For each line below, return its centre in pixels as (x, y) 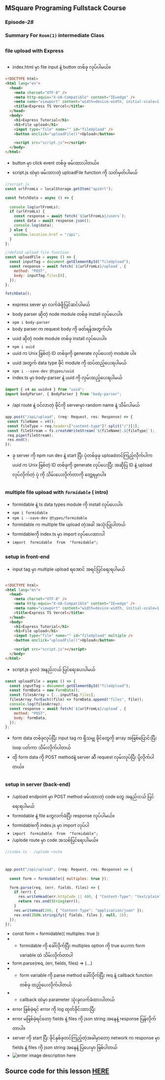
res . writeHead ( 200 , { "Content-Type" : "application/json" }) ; (79, 910)
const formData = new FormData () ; (45, 691)
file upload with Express (34, 50)
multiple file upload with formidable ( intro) (57, 492)
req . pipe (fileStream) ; (30, 435)
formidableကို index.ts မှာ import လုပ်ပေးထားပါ (58, 534)
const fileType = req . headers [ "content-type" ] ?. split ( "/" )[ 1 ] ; (73, 426)
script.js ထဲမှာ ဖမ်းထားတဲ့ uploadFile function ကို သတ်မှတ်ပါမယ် (75, 173)
